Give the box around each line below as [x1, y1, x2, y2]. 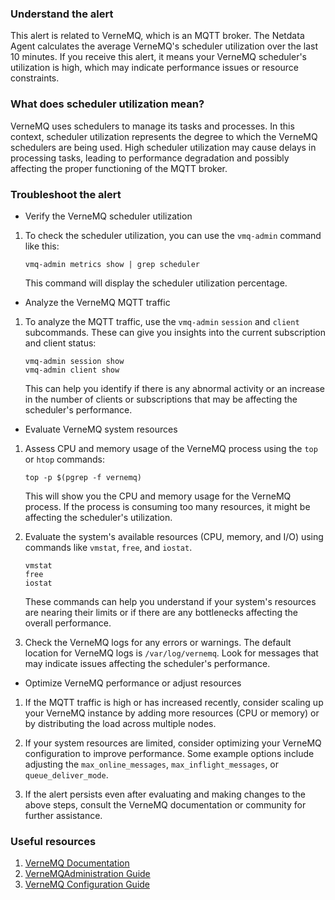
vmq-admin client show [24, 365, 120, 375]
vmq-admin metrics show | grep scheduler [24, 259, 200, 269]
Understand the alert [10, 7, 114, 21]
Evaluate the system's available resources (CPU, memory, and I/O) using [24, 530, 324, 542]
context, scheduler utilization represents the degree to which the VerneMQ [10, 130, 318, 142]
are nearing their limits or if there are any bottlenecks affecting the [24, 606, 298, 618]
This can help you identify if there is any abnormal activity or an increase [24, 382, 325, 394]
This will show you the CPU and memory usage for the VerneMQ [24, 490, 292, 502]
